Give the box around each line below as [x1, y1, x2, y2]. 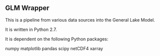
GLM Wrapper [5, 4, 50, 12]
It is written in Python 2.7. [5, 27, 57, 32]
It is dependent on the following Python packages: [5, 36, 109, 42]
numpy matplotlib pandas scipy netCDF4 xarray [5, 45, 103, 51]
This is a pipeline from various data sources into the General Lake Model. [5, 17, 156, 23]
